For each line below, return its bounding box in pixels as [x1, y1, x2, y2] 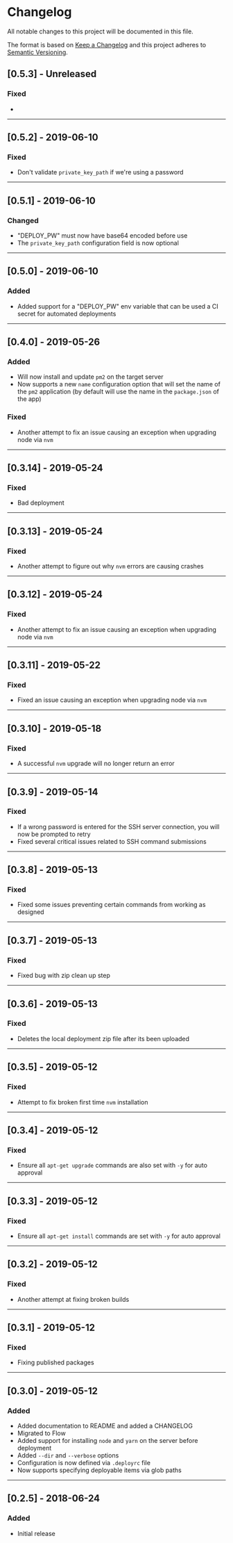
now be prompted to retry [17, 830, 92, 838]
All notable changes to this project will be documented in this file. [7, 27, 194, 35]
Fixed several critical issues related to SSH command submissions [17, 837, 207, 845]
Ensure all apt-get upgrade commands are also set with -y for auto [17, 1161, 208, 1170]
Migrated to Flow [17, 1429, 66, 1437]
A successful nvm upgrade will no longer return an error [17, 759, 175, 768]
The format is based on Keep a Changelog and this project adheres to [7, 40, 207, 49]
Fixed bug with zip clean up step [17, 971, 111, 980]
